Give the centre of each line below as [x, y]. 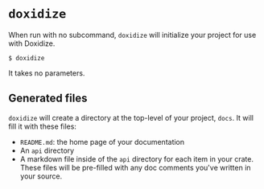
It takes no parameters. [47, 73]
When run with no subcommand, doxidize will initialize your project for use [132, 35]
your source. [41, 176]
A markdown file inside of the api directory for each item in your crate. [136, 158]
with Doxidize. [32, 43]
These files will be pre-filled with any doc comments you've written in [135, 167]
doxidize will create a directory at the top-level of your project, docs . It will [131, 117]
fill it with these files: [42, 126]
